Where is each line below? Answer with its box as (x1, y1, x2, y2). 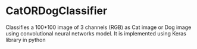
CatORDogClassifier (5, 4, 108, 18)
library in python (5, 36, 46, 43)
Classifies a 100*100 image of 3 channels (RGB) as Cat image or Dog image (5, 24, 192, 31)
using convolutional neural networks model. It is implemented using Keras (5, 30, 187, 37)
